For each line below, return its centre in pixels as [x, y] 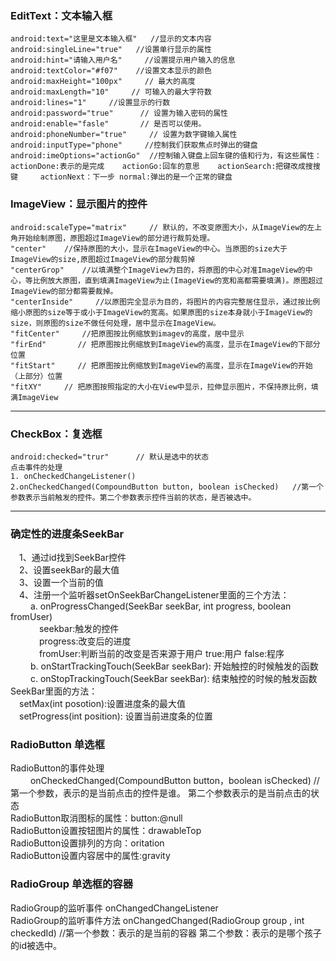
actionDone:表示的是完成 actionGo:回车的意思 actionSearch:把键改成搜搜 [165, 167]
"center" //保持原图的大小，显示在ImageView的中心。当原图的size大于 [149, 248]
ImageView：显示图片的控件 [79, 204]
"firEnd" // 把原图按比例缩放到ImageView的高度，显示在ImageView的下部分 [165, 344]
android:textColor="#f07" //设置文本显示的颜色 [111, 71]
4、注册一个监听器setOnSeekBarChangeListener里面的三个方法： [154, 595]
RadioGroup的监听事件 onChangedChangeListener [114, 908]
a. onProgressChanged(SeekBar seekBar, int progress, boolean [160, 606]
